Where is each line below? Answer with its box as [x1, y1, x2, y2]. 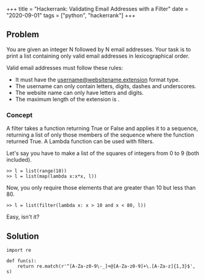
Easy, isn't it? [6, 213, 40, 221]
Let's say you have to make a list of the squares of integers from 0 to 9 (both [6, 149, 199, 157]
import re [6, 247, 32, 253]
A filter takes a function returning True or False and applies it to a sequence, [6, 125, 198, 132]
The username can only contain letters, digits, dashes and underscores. [15, 82, 197, 89]
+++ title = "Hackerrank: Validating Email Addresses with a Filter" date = [6, 6, 188, 12]
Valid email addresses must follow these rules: [6, 64, 124, 71]
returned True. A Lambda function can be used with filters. [6, 138, 154, 145]
